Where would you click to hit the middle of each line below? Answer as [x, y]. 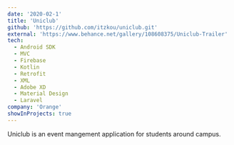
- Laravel [28, 101]
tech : [15, 41]
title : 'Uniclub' [33, 21]
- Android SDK [35, 47]
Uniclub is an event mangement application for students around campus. [114, 134]
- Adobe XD [30, 87]
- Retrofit [30, 74]
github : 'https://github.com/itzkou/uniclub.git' [83, 27]
